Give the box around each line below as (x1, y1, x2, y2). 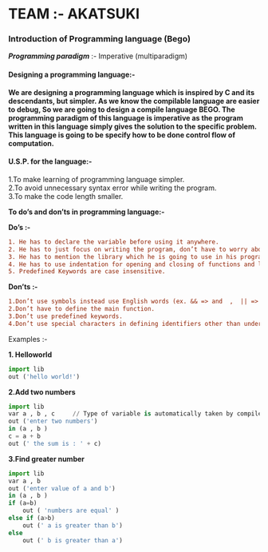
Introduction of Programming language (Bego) (8, 34, 191, 45)
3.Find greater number (8, 454, 85, 463)
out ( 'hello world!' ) (8, 372, 81, 380)
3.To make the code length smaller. (8, 191, 124, 201)
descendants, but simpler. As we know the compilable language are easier (8, 96, 260, 105)
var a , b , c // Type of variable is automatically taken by (8, 410, 234, 418)
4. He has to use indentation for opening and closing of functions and (8, 260, 255, 268)
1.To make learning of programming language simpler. (8, 174, 185, 184)
